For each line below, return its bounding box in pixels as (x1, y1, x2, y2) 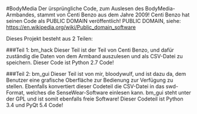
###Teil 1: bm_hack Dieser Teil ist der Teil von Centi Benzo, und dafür (6, 46, 175, 53)
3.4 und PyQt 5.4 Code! (6, 102, 64, 108)
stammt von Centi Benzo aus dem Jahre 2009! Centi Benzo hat (37, 11, 190, 18)
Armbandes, (6, 11, 36, 18)
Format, (6, 89, 25, 96)
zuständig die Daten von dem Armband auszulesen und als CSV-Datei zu (6, 53, 183, 59)
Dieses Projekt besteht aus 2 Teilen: (6, 35, 93, 42)
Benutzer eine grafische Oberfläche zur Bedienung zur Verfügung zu (6, 76, 173, 83)
